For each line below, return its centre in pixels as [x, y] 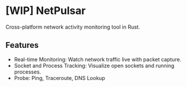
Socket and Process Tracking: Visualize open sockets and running [94, 65]
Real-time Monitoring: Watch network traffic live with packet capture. [98, 59]
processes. [28, 72]
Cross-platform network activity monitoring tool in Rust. [73, 27]
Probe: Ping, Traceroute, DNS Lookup [59, 78]
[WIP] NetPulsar [46, 11]
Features [22, 45]
